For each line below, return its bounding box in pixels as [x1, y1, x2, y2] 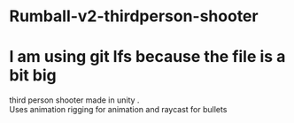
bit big [9, 65, 58, 86]
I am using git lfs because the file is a [9, 47, 286, 67]
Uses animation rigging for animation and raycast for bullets [9, 104, 228, 115]
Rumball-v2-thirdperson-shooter [9, 6, 259, 27]
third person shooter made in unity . [9, 95, 140, 105]
